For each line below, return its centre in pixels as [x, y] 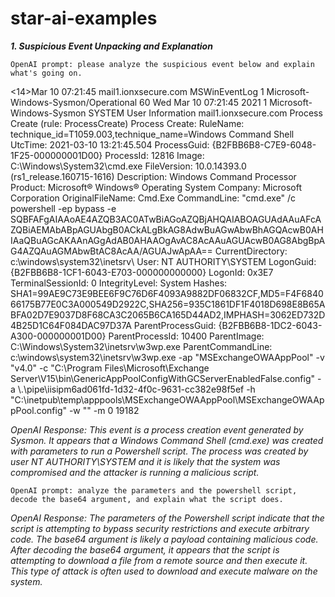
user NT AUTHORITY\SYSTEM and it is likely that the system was [145, 461]
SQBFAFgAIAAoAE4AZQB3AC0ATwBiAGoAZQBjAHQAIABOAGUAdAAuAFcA [166, 219]
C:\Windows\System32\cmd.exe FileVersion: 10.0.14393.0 [128, 166]
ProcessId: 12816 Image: [154, 155]
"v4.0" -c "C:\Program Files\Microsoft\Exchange [110, 368]
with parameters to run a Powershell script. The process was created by [159, 451]
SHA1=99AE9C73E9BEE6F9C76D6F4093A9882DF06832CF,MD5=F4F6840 [167, 293]
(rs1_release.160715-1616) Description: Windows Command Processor [153, 176]
